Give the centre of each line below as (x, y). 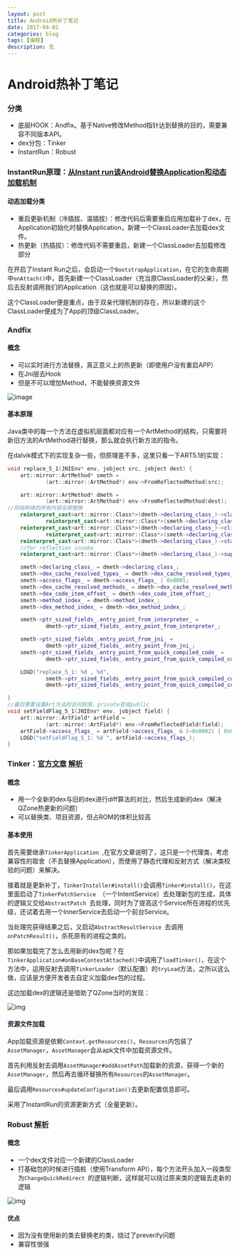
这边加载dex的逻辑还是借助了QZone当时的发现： (79, 992)
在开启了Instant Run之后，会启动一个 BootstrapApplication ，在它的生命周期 (118, 269)
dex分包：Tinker (42, 143)
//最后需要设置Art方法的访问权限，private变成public (79, 705)
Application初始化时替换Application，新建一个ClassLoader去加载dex (118, 227)
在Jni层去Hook (39, 374)
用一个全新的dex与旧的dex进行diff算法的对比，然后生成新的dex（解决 (119, 799)
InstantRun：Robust (47, 152)
